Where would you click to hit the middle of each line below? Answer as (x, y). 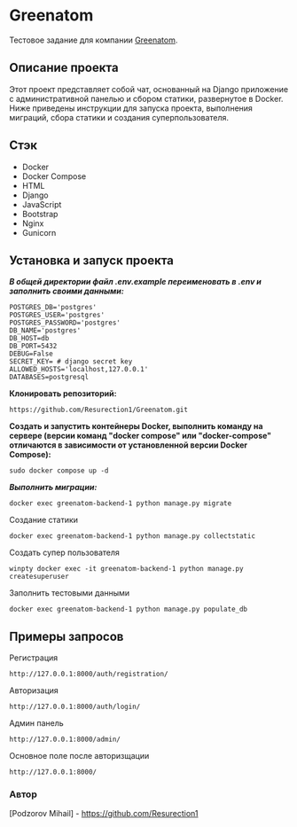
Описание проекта (64, 68)
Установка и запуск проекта (92, 260)
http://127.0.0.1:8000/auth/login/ (75, 707)
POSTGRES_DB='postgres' (53, 308)
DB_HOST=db (29, 339)
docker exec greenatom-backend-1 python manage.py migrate (121, 503)
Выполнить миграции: (53, 488)
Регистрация (34, 658)
